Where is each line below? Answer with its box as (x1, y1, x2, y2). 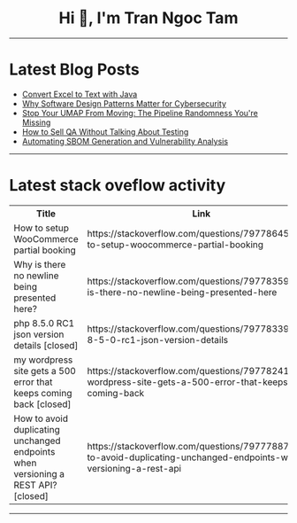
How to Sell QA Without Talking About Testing (21, 126, 189, 137)
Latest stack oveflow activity (9, 176, 226, 196)
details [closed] (13, 339, 79, 351)
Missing (21, 117, 51, 128)
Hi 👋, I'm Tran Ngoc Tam (58, 8, 239, 28)
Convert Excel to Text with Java (21, 89, 138, 99)
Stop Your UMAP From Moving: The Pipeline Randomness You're (21, 107, 258, 118)
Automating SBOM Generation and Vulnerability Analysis (21, 136, 228, 146)
